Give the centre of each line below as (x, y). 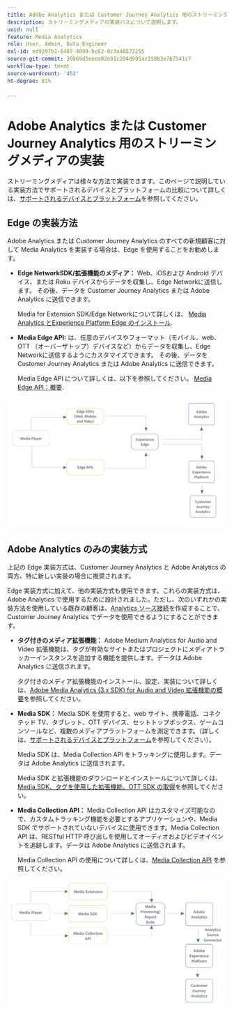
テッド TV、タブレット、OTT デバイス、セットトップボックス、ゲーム (117, 722)
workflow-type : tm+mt (39, 66)
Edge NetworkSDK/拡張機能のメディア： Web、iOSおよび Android (113, 273)
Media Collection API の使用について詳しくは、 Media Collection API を (118, 860)
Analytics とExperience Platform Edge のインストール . (95, 323)
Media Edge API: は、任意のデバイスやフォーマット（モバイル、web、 (119, 337)
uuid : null (23, 29)
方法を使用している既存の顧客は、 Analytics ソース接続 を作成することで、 (118, 608)
